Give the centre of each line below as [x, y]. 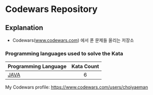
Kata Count [85, 66]
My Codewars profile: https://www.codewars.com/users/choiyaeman [76, 87]
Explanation [24, 28]
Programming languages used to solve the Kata [64, 53]
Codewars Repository [51, 9]
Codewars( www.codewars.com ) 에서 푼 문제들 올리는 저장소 [73, 40]
